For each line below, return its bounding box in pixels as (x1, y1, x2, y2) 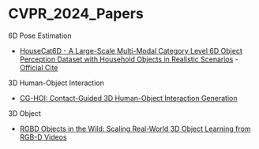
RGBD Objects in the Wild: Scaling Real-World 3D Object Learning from (19, 124, 251, 133)
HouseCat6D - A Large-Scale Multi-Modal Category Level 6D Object (19, 46, 242, 55)
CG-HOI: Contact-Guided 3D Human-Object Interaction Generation (19, 93, 238, 102)
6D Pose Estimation (8, 31, 73, 40)
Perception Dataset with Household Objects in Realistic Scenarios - (19, 54, 239, 64)
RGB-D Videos (19, 132, 67, 142)
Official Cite (19, 62, 58, 72)
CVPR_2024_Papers (8, 5, 144, 23)
